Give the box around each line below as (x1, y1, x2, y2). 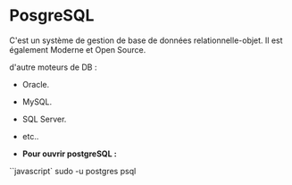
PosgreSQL (9, 5, 95, 26)
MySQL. (21, 96, 53, 107)
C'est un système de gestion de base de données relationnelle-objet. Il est (9, 35, 283, 46)
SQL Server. (21, 114, 67, 124)
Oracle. (21, 79, 50, 89)
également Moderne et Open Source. (9, 44, 146, 55)
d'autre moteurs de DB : (9, 62, 97, 72)
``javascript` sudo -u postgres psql (9, 165, 137, 176)
